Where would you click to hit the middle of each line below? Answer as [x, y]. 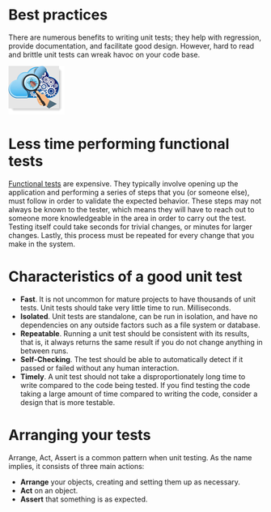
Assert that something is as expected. [84, 499]
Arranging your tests [80, 435]
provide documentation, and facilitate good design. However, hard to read [131, 45]
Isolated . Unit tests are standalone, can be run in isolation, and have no [139, 316]
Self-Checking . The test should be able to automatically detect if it [131, 359]
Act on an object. [49, 490]
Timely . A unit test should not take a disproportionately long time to [133, 376]
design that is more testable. [68, 402]
